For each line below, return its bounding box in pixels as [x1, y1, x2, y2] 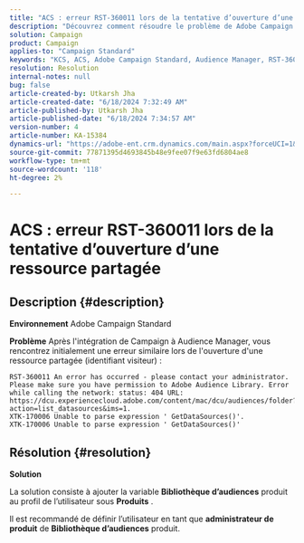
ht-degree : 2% [9, 173, 63, 182]
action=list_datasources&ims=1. [9, 405, 131, 414]
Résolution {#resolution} [9, 444, 152, 460]
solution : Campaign [9, 30, 83, 39]
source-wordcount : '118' [9, 165, 103, 174]
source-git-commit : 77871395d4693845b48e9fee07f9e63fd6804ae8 [9, 148, 249, 157]
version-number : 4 [9, 123, 79, 132]
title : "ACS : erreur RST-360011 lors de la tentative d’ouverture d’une [9, 13, 294, 23]
